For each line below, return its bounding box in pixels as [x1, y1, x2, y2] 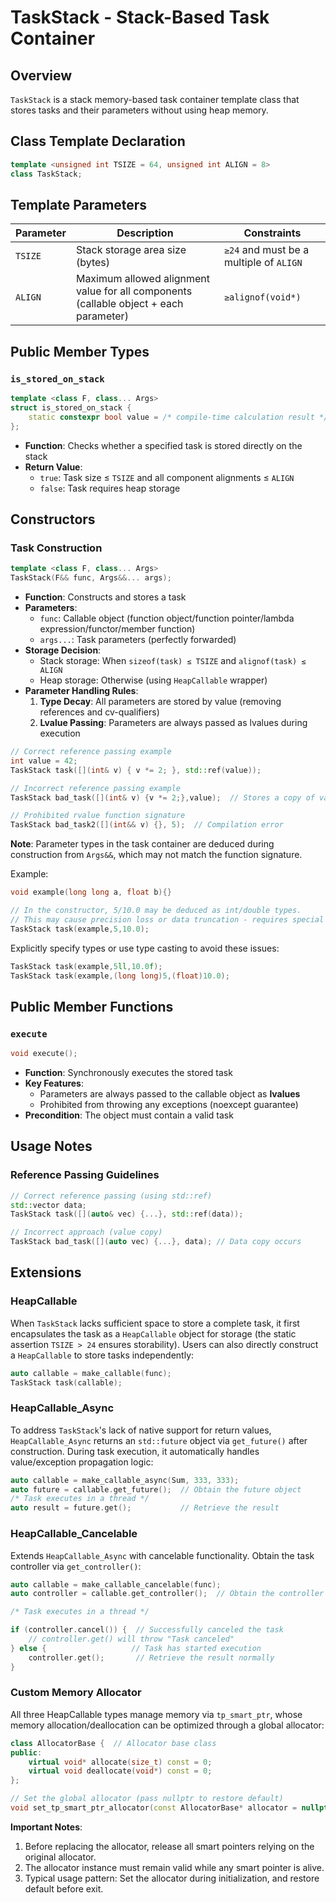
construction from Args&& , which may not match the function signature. [10, 849, 303, 861]
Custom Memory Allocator [10, 1686, 142, 1700]
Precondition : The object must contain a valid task [24, 1109, 234, 1121]
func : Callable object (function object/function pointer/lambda [39, 612, 295, 624]
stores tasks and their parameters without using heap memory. [10, 104, 269, 116]
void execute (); [10, 1049, 78, 1059]
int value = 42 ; [10, 756, 78, 766]
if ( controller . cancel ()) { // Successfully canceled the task [10, 1625, 284, 1635]
